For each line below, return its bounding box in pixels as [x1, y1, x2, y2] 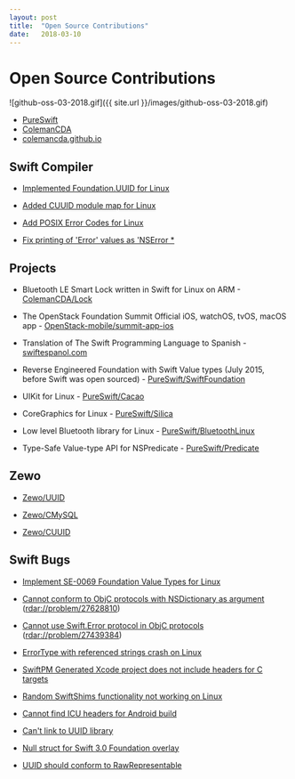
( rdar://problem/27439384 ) [21, 629, 123, 640]
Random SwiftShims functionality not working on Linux [21, 691, 223, 702]
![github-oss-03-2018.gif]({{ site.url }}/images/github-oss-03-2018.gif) [9, 97, 268, 108]
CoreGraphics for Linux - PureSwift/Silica [21, 408, 173, 418]
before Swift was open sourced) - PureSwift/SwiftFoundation [21, 373, 246, 384]
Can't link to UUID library [21, 725, 114, 735]
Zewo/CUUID [21, 526, 71, 537]
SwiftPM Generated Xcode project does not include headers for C [21, 664, 264, 675]
